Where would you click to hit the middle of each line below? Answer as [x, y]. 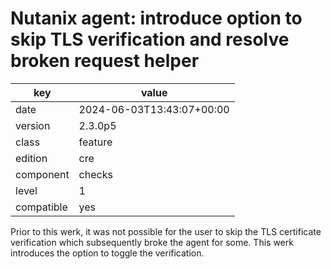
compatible [41, 207]
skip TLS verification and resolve [150, 39]
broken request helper [105, 61]
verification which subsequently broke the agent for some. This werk [152, 242]
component [42, 174]
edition [31, 158]
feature [95, 142]
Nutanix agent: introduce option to [156, 18]
